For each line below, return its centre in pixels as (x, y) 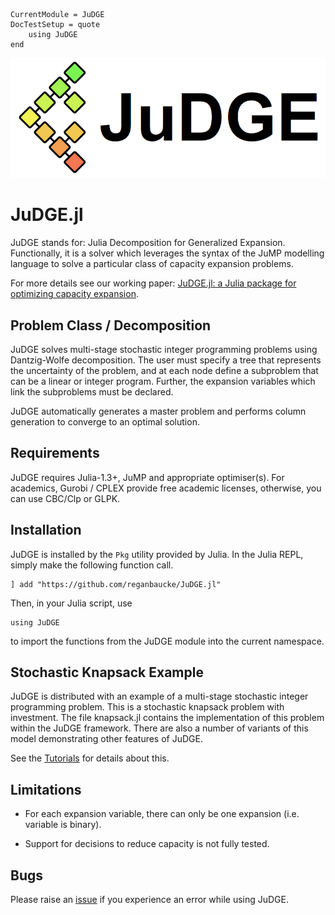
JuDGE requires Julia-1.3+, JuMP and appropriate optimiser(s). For (147, 477)
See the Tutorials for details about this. (90, 758)
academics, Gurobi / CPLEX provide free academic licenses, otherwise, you (166, 488)
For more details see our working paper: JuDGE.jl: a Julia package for (153, 283)
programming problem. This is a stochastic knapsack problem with (147, 707)
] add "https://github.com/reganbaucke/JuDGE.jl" (116, 584)
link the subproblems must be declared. (92, 392)
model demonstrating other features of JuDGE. (106, 739)
